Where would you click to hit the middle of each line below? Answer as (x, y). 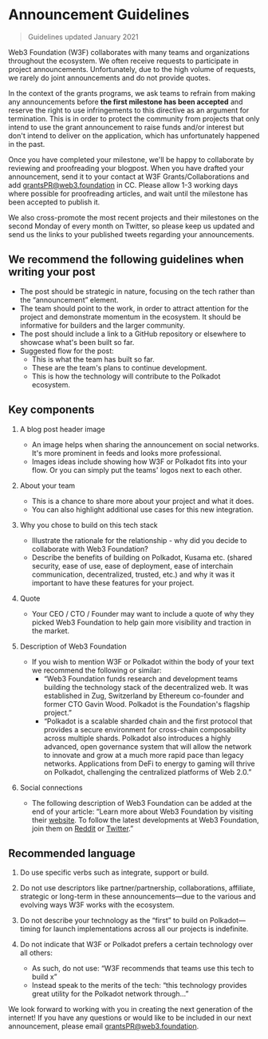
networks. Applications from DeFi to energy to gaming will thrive (149, 763)
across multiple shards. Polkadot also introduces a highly (137, 738)
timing (30, 929)
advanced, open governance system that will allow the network (148, 746)
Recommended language (72, 853)
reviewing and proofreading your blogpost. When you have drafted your (126, 168)
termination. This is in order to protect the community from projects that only (134, 118)
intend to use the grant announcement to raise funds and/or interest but (126, 127)
